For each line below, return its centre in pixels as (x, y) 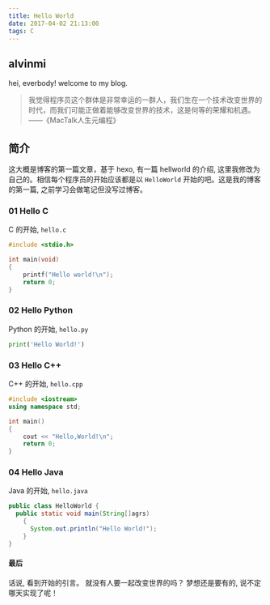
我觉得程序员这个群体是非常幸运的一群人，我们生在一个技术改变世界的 (145, 100)
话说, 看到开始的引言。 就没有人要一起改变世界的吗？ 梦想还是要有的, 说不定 (135, 582)
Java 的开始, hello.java (48, 491)
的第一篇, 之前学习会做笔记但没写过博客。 (78, 190)
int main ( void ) (34, 260)
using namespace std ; (45, 407)
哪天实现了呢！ (33, 593)
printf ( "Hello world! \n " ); (68, 275)
